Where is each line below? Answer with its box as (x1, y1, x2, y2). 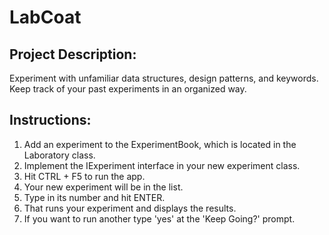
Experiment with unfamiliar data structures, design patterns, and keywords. (9, 72, 319, 84)
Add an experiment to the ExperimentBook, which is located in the (23, 138, 297, 150)
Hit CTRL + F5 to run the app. (23, 170, 146, 182)
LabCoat (9, 6, 82, 29)
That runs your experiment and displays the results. (23, 202, 237, 214)
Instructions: (9, 112, 92, 129)
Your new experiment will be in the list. (23, 181, 184, 193)
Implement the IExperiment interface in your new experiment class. (23, 159, 301, 171)
